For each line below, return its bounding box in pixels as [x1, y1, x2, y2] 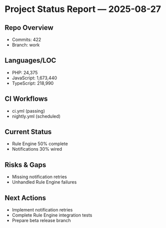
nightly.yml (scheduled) [11, 113, 61, 119]
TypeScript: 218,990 [11, 80, 54, 86]
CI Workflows [4, 95, 48, 103]
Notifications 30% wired [11, 146, 62, 152]
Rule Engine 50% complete [11, 141, 68, 147]
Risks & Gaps [4, 161, 46, 169]
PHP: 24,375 [11, 69, 38, 75]
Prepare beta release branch [11, 218, 71, 224]
